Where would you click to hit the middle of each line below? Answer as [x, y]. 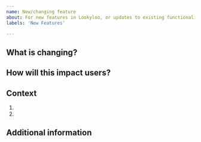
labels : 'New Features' [36, 23]
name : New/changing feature [41, 12]
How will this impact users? [59, 73]
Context [22, 93]
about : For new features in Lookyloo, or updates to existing [85, 17]
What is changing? [42, 52]
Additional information [49, 133]
